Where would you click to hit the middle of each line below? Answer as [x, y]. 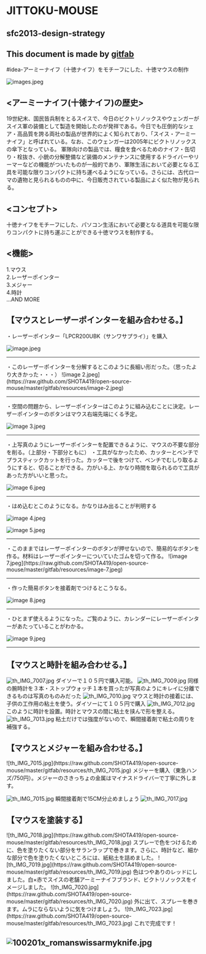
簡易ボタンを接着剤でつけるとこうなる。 [78, 588]
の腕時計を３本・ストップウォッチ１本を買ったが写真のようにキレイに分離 [100, 689]
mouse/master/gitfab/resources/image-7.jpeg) [65, 569]
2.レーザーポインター [33, 277]
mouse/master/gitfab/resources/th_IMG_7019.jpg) [69, 872]
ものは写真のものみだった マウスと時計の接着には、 [107, 696]
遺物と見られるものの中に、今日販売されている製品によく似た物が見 [103, 180]
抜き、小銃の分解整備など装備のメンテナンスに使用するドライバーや [108, 157]
